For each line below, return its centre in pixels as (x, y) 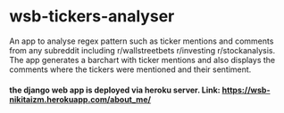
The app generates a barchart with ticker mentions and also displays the (142, 60)
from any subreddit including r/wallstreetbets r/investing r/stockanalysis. (142, 50)
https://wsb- (246, 90)
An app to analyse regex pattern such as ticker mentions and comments (142, 41)
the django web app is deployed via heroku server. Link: (115, 90)
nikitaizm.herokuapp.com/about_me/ (80, 99)
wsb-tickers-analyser (92, 16)
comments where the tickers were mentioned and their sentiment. (130, 69)
